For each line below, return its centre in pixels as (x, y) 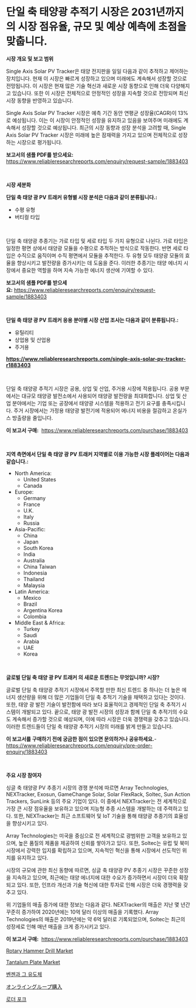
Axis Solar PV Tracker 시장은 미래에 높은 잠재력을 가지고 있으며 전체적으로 (92, 135)
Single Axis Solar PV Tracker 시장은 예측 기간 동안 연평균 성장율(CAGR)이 (91, 113)
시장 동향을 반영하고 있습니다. (40, 100)
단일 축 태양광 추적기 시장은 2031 (81, 12)
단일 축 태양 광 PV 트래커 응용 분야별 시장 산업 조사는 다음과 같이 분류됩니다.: (92, 320)
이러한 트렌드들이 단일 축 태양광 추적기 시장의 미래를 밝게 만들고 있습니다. (90, 726)
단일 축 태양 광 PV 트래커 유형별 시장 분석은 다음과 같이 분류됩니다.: (82, 197)
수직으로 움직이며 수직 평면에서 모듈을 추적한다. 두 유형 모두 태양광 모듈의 (100, 255)
